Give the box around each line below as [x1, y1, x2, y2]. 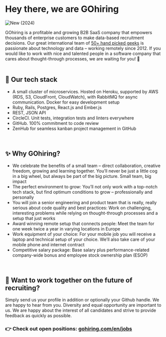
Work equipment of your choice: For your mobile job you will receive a [12, 231, 156, 237]
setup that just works [12, 215, 55, 221]
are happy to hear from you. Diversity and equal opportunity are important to [5, 302, 162, 308]
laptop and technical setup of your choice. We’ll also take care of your [12, 236, 155, 242]
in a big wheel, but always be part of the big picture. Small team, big [12, 173, 152, 179]
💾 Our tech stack [5, 75, 58, 84]
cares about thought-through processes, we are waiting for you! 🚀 [5, 56, 140, 61]
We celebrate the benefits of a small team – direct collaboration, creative [12, 163, 161, 168]
